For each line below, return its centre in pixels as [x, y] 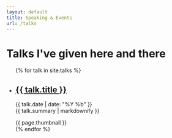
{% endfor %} [33, 129]
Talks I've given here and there [86, 53]
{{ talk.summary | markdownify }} [57, 111]
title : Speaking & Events [39, 18]
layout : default [27, 12]
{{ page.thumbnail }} [41, 123]
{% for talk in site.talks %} [48, 70]
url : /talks [21, 23]
